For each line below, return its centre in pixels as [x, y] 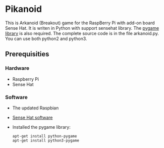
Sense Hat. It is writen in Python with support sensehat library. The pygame [82, 28]
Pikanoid [24, 9]
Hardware [17, 68]
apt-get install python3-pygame [46, 140]
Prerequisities [27, 54]
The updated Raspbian [35, 108]
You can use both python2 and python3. [46, 39]
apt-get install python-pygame [45, 136]
